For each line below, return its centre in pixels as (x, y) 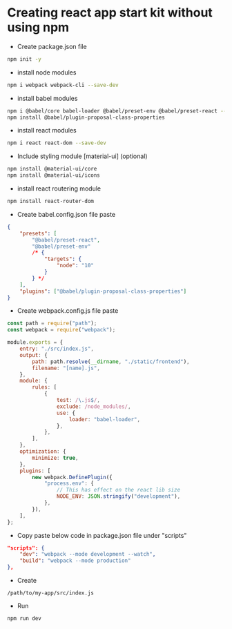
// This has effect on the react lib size (118, 490)
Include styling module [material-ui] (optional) (82, 156)
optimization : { (43, 452)
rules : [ (45, 387)
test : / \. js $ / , (78, 400)
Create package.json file (52, 46)
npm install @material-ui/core (52, 169)
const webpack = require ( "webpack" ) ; (61, 330)
